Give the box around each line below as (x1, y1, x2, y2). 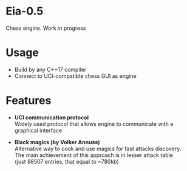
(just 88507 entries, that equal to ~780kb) (14, 158, 119, 165)
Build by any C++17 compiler (14, 66, 87, 73)
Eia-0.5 (5, 4, 44, 18)
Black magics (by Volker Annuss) (14, 138, 101, 145)
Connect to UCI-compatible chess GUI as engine (14, 72, 137, 80)
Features (5, 94, 52, 108)
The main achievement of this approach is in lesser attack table (14, 151, 174, 159)
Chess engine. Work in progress (5, 24, 86, 32)
